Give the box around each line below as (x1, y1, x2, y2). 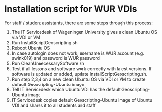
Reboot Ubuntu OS (11, 45, 50, 51)
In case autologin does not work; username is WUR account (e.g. (11, 50, 144, 56)
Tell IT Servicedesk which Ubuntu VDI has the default (11, 86, 121, 92)
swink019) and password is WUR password (11, 55, 100, 61)
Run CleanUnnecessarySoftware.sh (11, 60, 84, 66)
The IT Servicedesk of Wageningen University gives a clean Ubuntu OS (11, 29, 158, 35)
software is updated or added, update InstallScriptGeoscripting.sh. (11, 71, 148, 77)
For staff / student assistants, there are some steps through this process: (4, 20, 153, 26)
